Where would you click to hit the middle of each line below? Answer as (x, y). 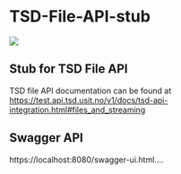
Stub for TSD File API (69, 69)
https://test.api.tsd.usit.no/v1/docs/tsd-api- (89, 100)
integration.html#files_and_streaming (78, 109)
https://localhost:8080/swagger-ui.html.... (86, 160)
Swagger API (46, 138)
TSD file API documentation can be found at (90, 91)
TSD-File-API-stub (80, 17)
